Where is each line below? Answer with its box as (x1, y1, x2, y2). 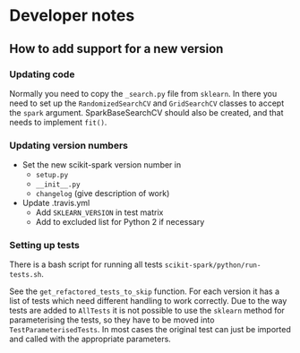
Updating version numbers (9, 139, 128, 151)
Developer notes (9, 5, 135, 26)
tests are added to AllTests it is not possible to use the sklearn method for (9, 306, 285, 316)
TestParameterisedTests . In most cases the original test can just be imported (9, 324, 291, 335)
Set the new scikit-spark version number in (21, 159, 182, 170)
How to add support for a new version (9, 41, 224, 56)
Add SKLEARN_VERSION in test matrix (35, 207, 164, 218)
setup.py (35, 171, 69, 180)
